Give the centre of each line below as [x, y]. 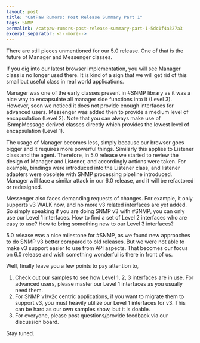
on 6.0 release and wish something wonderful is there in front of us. [90, 255]
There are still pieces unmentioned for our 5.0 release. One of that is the [95, 51]
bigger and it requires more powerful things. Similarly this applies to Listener [100, 149]
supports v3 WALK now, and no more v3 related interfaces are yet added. [96, 205]
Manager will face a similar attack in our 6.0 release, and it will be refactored [100, 181]
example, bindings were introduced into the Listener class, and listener [93, 168]
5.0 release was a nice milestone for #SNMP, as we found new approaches [98, 236]
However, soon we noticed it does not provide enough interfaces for [90, 106]
